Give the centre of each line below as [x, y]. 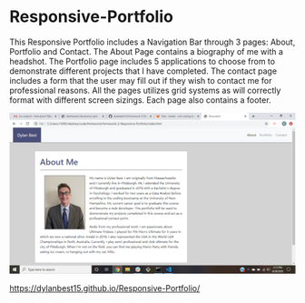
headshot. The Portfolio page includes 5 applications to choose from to [142, 61]
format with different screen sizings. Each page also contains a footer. [140, 100]
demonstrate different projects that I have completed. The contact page [143, 71]
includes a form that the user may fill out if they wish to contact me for [141, 80]
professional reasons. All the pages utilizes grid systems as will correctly [145, 90]
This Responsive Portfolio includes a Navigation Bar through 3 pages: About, [152, 42]
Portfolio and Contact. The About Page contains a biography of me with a [147, 51]
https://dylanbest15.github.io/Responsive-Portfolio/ [105, 288]
